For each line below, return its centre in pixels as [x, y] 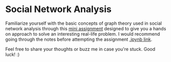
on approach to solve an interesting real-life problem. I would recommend [83, 34]
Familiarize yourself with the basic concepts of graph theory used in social [84, 23]
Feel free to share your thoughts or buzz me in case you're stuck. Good [80, 49]
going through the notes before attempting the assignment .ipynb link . [79, 39]
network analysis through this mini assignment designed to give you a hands [86, 28]
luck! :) [13, 54]
